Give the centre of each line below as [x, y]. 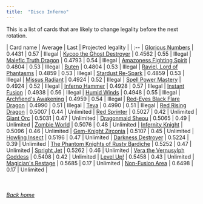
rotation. [17, 35]
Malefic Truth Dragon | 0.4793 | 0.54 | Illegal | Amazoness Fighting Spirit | [98, 60]
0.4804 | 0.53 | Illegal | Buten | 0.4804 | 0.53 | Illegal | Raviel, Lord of [92, 67]
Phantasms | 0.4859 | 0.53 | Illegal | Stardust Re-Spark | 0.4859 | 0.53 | [95, 73]
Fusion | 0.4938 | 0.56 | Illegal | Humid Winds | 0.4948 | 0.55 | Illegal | [93, 92]
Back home [21, 195]
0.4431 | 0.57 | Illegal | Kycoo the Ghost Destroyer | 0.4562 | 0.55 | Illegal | [99, 54]
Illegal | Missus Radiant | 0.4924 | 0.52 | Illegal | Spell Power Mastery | [94, 79]
